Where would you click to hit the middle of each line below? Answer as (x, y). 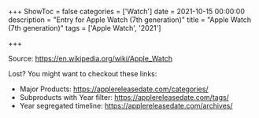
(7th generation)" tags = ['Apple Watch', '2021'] (85, 28)
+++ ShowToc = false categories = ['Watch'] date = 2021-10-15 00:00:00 (127, 11)
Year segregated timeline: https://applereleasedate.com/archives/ (126, 106)
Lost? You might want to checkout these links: (83, 74)
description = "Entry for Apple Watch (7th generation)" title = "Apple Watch (130, 20)
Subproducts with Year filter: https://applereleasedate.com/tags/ (124, 97)
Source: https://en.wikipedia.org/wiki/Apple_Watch (91, 59)
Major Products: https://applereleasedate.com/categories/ (114, 89)
